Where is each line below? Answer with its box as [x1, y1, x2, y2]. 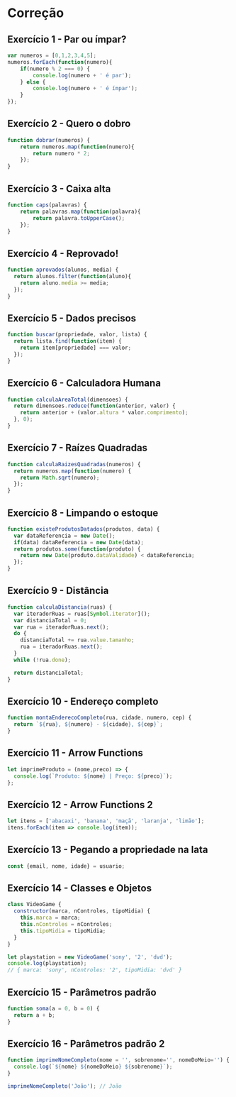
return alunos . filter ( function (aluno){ [13, 273, 132, 280]
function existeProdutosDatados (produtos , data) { [7, 525, 160, 533]
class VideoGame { [7, 901, 62, 908]
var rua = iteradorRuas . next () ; [13, 623, 110, 631]
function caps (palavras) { [7, 202, 87, 209]
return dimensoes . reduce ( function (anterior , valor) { [13, 402, 176, 409]
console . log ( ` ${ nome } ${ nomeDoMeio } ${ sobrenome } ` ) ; [13, 1063, 173, 1071]
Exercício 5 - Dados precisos [7, 312, 137, 324]
